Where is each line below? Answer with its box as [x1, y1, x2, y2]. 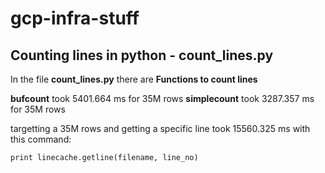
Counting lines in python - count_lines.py [10, 47, 274, 64]
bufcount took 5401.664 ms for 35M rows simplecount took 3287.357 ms [10, 93, 315, 104]
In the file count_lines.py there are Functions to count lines [10, 73, 258, 85]
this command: [10, 133, 72, 145]
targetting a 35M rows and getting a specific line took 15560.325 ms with [10, 123, 311, 134]
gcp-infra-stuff [10, 7, 140, 30]
